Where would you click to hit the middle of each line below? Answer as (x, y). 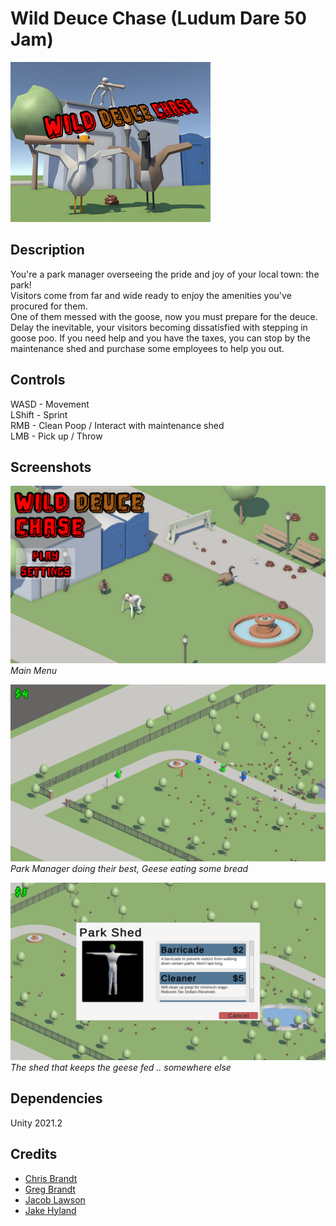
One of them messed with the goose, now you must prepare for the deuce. (164, 316)
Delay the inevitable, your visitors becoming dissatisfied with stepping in (159, 327)
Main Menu (34, 670)
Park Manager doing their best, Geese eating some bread (129, 869)
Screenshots (51, 467)
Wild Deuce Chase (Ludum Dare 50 (158, 18)
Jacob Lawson (55, 1199)
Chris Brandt (51, 1178)
